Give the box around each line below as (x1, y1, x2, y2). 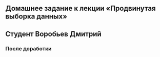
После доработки (5, 45, 52, 52)
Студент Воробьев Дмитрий (5, 29, 102, 38)
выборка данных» (5, 12, 68, 21)
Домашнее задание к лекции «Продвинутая (5, 4, 156, 13)
